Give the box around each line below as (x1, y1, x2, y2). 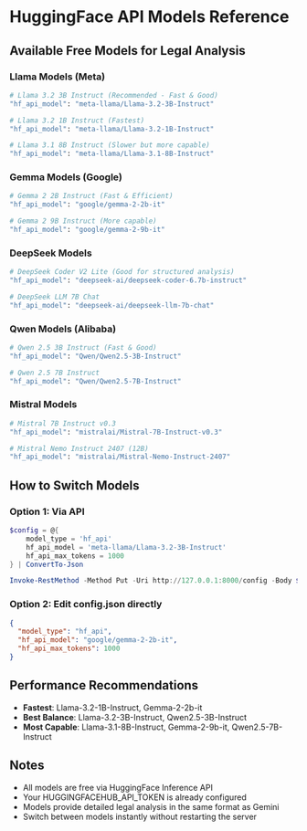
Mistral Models (9, 398, 78, 411)
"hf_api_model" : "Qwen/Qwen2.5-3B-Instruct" (9, 352, 182, 361)
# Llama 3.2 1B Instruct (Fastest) (9, 116, 145, 125)
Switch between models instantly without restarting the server (22, 811, 258, 822)
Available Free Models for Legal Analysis (9, 43, 246, 58)
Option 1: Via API (9, 505, 85, 518)
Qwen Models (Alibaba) (9, 322, 117, 335)
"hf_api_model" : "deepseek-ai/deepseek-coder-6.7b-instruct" (9, 276, 248, 285)
